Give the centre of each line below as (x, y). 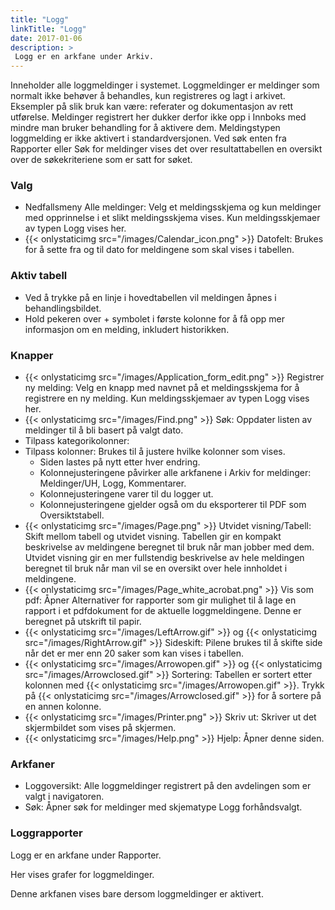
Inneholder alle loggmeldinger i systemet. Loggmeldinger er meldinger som (165, 85)
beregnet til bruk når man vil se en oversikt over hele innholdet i (156, 568)
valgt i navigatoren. (64, 797)
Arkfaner (32, 764)
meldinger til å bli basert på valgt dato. (104, 430)
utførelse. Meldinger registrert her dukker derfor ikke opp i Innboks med (158, 117)
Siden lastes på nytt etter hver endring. (120, 462)
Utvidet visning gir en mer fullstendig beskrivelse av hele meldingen (164, 558)
